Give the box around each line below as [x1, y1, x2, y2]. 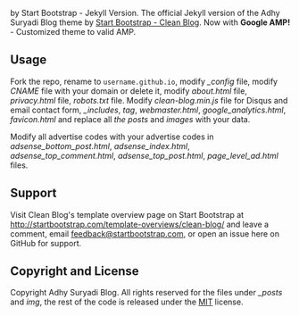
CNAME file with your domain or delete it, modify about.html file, [10, 85, 248, 96]
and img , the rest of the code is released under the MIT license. [10, 296, 244, 307]
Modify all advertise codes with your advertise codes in [10, 131, 214, 142]
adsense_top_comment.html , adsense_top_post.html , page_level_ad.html [10, 150, 279, 161]
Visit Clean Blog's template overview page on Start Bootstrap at [10, 209, 245, 220]
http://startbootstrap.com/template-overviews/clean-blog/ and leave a [10, 219, 270, 229]
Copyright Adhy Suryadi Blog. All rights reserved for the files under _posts [10, 287, 283, 298]
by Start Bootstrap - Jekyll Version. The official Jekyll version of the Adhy [10, 8, 280, 18]
